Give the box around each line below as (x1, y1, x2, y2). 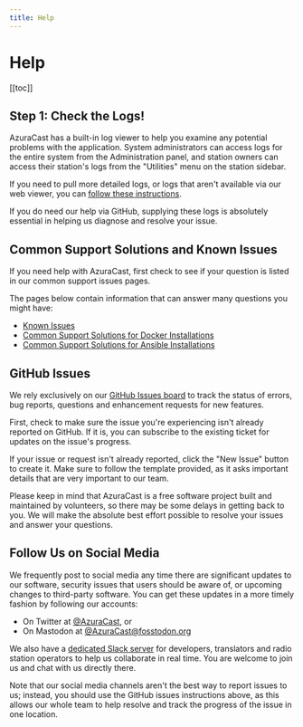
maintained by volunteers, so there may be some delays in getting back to (9, 500, 285, 511)
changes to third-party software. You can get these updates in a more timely (9, 588, 295, 599)
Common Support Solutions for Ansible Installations (22, 340, 215, 350)
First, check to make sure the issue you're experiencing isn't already (9, 417, 264, 427)
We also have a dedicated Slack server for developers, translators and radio (9, 643, 292, 654)
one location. (9, 708, 59, 720)
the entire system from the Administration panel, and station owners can (9, 151, 279, 163)
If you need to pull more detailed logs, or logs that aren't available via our (9, 178, 282, 190)
